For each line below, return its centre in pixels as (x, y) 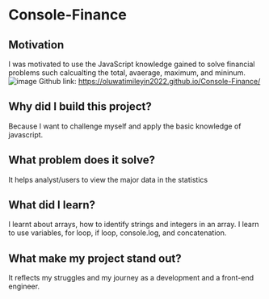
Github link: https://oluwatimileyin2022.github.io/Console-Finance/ (150, 81)
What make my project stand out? (95, 258)
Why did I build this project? (80, 107)
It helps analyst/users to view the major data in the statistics (108, 179)
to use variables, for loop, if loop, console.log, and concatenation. (118, 233)
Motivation (36, 45)
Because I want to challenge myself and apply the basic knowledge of (125, 126)
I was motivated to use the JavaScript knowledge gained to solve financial (132, 64)
